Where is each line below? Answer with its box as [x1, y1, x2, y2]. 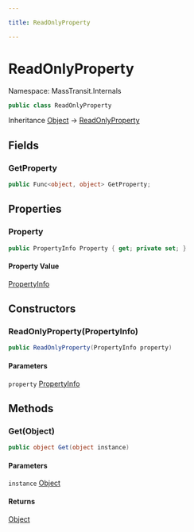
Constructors [8, 303, 76, 316]
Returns [8, 496, 36, 506]
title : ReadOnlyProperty [8, 18, 91, 26]
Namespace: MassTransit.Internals [8, 86, 122, 95]
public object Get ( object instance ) [8, 444, 130, 452]
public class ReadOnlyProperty [8, 101, 112, 110]
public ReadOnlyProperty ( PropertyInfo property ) [8, 344, 173, 352]
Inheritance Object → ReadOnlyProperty [8, 116, 141, 125]
